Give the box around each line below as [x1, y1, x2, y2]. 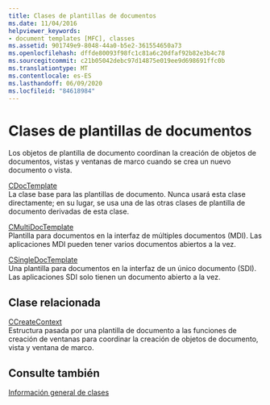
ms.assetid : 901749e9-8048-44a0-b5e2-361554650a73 [8, 42, 182, 50]
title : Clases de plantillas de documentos [8, 11, 157, 20]
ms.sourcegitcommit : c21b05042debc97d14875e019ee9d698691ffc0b [8, 57, 226, 65]
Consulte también [8, 366, 100, 380]
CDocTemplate [8, 181, 58, 190]
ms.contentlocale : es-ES [8, 72, 92, 80]
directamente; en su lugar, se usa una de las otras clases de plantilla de [8, 198, 246, 208]
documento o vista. [8, 165, 73, 175]
